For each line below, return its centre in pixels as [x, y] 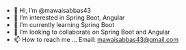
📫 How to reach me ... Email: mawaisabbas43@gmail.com [96, 40]
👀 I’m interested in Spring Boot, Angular [69, 18]
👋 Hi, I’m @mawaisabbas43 [52, 10]
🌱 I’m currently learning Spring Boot [64, 25]
